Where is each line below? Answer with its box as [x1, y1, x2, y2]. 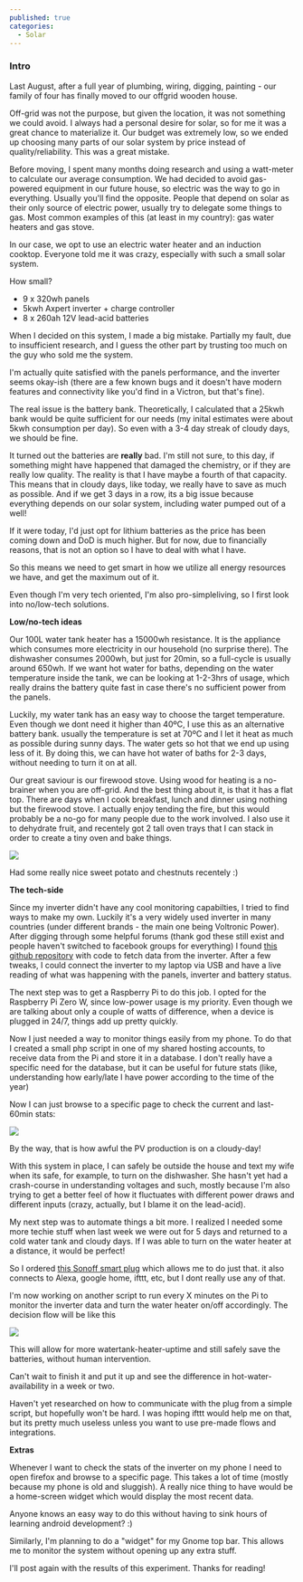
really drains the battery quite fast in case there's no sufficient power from [9, 681, 287, 692]
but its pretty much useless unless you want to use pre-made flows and [9, 1417, 277, 1428]
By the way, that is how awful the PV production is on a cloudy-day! [9, 1142, 261, 1154]
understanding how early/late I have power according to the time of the [9, 1072, 274, 1082]
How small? [9, 275, 52, 286]
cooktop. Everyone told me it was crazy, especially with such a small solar [9, 248, 286, 259]
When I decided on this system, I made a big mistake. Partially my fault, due [9, 329, 291, 340]
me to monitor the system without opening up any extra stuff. [9, 1545, 237, 1556]
